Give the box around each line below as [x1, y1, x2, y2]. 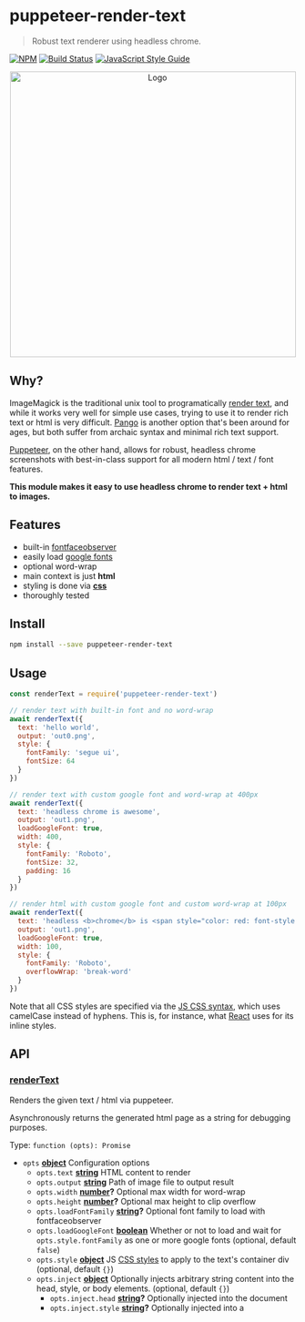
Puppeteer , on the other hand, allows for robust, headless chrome [9, 443, 257, 455]
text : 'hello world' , [17, 723, 100, 732]
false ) [36, 1244, 61, 1255]
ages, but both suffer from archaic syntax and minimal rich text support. [9, 426, 280, 437]
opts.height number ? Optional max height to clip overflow [36, 1195, 257, 1206]
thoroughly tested [22, 589, 90, 601]
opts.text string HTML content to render [36, 1166, 191, 1177]
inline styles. [9, 1020, 56, 1031]
